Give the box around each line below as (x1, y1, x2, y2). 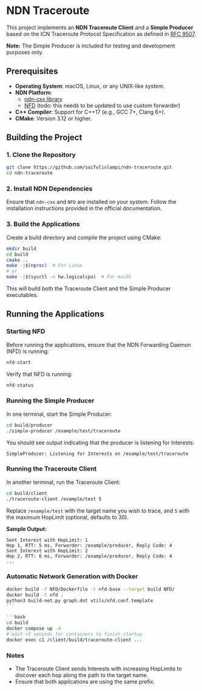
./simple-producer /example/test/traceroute (6, 427, 121, 434)
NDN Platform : (15, 89, 53, 96)
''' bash (6, 614, 26, 620)
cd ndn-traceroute (6, 170, 53, 177)
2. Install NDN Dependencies (6, 184, 93, 193)
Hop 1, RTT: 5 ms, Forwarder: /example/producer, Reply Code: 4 (6, 542, 172, 549)
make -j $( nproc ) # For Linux (6, 262, 83, 268)
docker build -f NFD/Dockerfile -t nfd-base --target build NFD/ (6, 586, 175, 592)
